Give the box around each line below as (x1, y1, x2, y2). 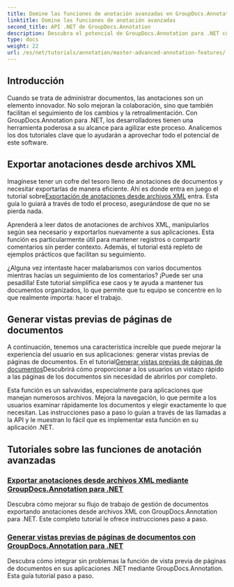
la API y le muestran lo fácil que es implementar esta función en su (7, 416, 198, 424)
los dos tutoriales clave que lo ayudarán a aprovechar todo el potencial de (7, 131, 219, 139)
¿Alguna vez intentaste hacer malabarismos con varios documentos (7, 263, 202, 272)
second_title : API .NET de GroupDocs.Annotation (7, 23, 151, 30)
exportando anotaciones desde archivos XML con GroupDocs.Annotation (7, 507, 217, 516)
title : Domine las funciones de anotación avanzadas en (7, 10, 173, 17)
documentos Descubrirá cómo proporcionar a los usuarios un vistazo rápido (7, 365, 224, 374)
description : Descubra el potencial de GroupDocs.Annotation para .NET (7, 29, 219, 37)
